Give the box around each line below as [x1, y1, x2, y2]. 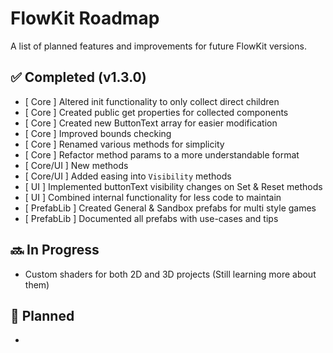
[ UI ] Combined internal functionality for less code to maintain [24, 191, 282, 203]
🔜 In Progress [10, 242, 100, 259]
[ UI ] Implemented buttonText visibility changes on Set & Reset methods [24, 180, 323, 192]
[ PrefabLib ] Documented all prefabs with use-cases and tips [24, 212, 279, 224]
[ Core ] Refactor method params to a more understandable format [24, 148, 300, 161]
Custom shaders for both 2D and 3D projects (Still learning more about [24, 268, 317, 280]
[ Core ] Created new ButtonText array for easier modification [24, 117, 278, 129]
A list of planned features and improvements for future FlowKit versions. [10, 40, 307, 52]
